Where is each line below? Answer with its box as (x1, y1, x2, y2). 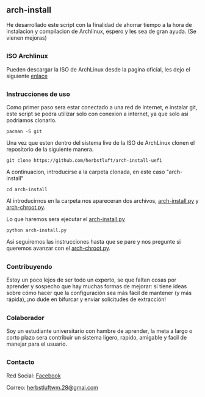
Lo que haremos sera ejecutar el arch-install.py (6, 216, 125, 223)
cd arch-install (6, 186, 48, 193)
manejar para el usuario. (6, 340, 68, 348)
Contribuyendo (6, 262, 52, 271)
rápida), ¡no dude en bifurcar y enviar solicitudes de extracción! (6, 296, 167, 303)
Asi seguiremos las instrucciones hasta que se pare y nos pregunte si (6, 238, 181, 246)
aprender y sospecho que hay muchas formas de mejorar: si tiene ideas (6, 283, 187, 290)
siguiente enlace (6, 72, 48, 79)
